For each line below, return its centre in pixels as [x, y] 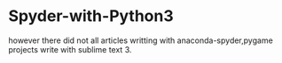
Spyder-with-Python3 [91, 16]
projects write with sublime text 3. [70, 49]
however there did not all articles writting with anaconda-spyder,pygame [141, 40]
